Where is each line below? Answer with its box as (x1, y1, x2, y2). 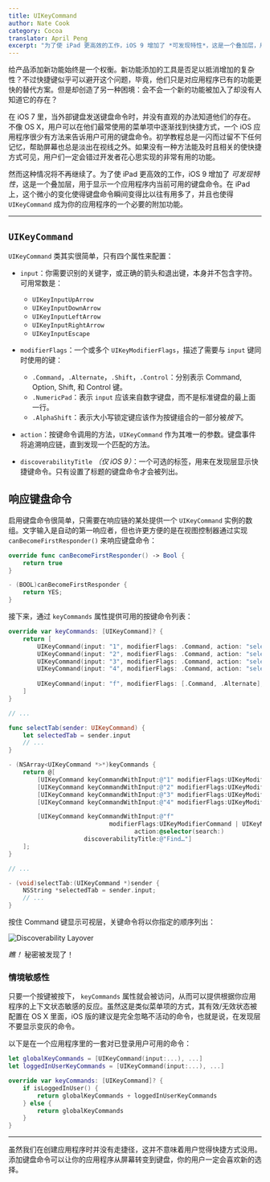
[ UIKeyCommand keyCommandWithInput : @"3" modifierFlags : (37, 790, 228, 798)
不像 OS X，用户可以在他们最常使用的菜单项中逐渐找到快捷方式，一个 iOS (8, 122, 252, 132)
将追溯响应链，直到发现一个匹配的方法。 (19, 439, 154, 449)
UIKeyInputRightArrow (31, 321, 104, 330)
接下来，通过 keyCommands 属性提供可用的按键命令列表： (8, 612, 193, 621)
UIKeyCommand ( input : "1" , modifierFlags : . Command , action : (37, 642, 243, 651)
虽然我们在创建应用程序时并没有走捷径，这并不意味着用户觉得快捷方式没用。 (8, 1145, 262, 1155)
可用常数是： (19, 278, 63, 288)
